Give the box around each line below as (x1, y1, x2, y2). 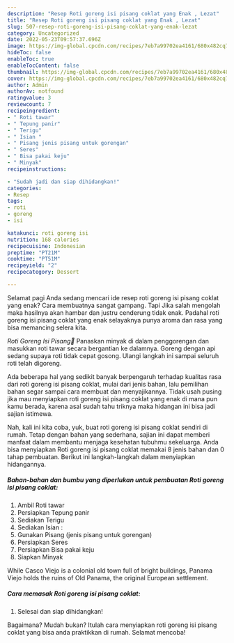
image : (7, 42, 26, 49)
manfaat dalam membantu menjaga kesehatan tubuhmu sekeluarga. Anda (7, 437, 219, 446)
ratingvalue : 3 (7, 95, 52, 102)
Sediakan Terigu (17, 516, 65, 524)
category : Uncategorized (7, 29, 79, 37)
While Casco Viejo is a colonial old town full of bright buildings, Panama (7, 566, 213, 575)
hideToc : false (7, 49, 52, 56)
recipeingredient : (7, 107, 61, 114)
